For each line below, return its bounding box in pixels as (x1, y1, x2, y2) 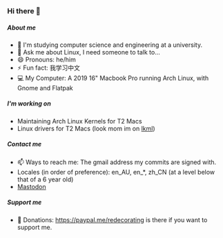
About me (7, 23, 37, 32)
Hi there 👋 (7, 6, 41, 16)
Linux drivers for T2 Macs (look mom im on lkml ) (17, 124, 155, 132)
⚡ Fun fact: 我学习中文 (17, 63, 81, 72)
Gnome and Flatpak (17, 83, 74, 92)
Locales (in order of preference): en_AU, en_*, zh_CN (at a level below (17, 168, 215, 176)
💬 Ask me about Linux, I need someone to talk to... (17, 48, 161, 56)
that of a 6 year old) (17, 175, 74, 184)
